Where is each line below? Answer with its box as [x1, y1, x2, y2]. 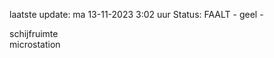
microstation [9, 39, 61, 50]
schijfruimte [9, 28, 59, 39]
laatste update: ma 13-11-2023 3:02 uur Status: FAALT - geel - [9, 9, 264, 20]
